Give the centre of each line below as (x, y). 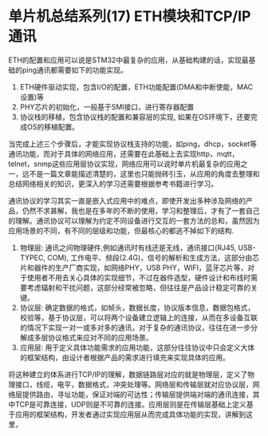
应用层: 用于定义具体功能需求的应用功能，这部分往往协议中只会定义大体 (137, 347)
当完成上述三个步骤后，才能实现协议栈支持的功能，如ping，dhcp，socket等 (133, 144)
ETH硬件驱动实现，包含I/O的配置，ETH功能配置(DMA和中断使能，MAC (136, 87)
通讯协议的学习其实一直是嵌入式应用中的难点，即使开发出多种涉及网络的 (127, 200)
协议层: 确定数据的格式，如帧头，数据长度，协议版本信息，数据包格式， (137, 307)
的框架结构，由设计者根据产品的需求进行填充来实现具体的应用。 (124, 357)
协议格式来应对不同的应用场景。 (100, 337)
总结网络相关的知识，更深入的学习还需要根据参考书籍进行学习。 (113, 184)
